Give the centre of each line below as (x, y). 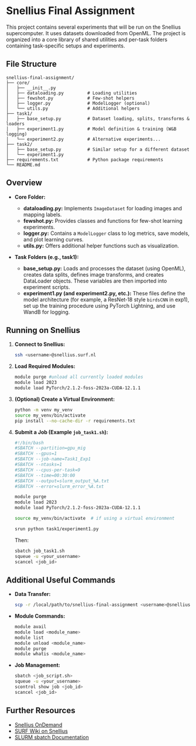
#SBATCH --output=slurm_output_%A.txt (62, 481)
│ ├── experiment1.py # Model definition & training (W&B (91, 129)
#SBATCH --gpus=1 (36, 454)
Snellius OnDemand (38, 724)
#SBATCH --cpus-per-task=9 (47, 470)
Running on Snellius (43, 330)
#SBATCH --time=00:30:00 (45, 475)
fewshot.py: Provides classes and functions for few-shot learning (103, 220)
